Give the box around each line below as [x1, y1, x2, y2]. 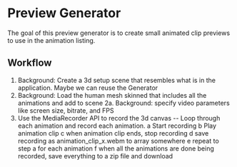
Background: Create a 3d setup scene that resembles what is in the [17, 76, 216, 84]
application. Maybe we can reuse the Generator [17, 83, 158, 92]
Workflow [7, 57, 52, 69]
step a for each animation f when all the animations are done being [17, 144, 214, 153]
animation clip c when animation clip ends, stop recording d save [17, 128, 209, 137]
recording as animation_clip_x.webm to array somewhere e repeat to [17, 136, 219, 145]
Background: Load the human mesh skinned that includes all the [17, 91, 207, 99]
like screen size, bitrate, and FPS [17, 106, 114, 115]
